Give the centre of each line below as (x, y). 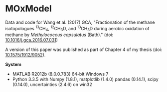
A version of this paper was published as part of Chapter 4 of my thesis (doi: (84, 49)
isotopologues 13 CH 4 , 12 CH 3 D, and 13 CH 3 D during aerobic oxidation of (77, 28)
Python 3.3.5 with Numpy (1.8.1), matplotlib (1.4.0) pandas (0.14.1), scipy (85, 79)
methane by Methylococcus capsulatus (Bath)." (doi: (59, 35)
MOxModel (29, 9)
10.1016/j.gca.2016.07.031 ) (32, 40)
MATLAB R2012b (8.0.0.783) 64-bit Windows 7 (60, 74)
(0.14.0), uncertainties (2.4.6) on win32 (52, 85)
